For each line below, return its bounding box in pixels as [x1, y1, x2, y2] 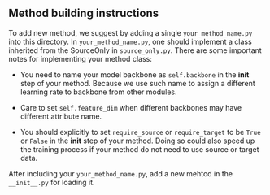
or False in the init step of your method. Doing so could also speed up [20, 136, 255, 145]
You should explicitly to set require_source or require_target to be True [20, 127, 262, 136]
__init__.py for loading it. [8, 177, 95, 187]
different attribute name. [20, 111, 102, 121]
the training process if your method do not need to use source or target [20, 144, 259, 154]
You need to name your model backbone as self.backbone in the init [20, 69, 250, 80]
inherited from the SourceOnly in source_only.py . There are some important [8, 45, 262, 55]
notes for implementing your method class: [8, 54, 152, 63]
